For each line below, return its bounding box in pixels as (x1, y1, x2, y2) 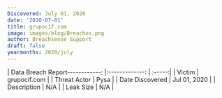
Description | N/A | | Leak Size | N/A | (7, 83, 114, 91)
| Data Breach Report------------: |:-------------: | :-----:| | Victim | (7, 67, 199, 76)
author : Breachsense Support (7, 36, 92, 43)
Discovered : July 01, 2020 (7, 10, 86, 17)
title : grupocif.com (7, 23, 68, 30)
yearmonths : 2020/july (7, 49, 73, 56)
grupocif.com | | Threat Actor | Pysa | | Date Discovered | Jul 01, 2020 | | (7, 75, 216, 83)
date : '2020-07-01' (7, 17, 64, 24)
